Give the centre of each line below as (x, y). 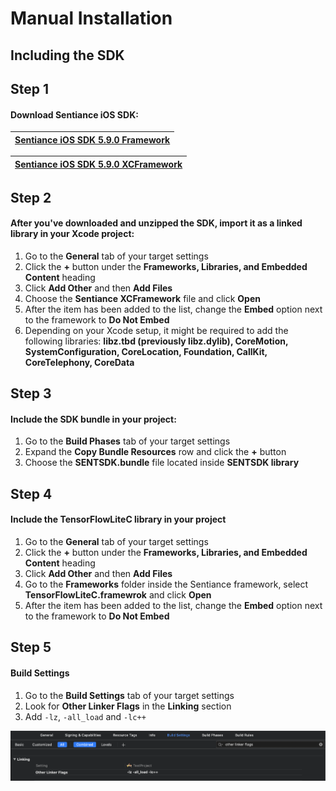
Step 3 (31, 393)
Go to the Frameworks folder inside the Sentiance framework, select (166, 584)
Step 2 (31, 197)
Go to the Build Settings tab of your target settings (129, 695)
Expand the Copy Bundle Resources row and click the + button (155, 452)
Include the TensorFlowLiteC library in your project (118, 519)
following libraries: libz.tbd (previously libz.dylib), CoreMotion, (156, 341)
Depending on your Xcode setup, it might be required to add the (156, 330)
